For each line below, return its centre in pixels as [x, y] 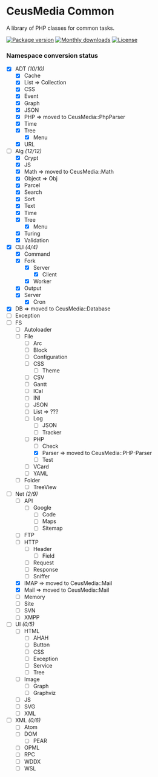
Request [44, 563]
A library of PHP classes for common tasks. [61, 28]
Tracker [52, 432]
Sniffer [41, 576]
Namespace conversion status [52, 55]
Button [41, 645]
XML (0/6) [28, 721]
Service [43, 665]
